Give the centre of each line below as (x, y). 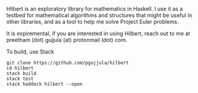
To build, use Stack (30, 52)
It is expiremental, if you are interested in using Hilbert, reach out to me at (98, 33)
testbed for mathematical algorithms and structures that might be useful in (99, 15)
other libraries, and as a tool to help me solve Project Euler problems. (93, 22)
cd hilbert (20, 68)
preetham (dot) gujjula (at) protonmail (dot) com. (67, 40)
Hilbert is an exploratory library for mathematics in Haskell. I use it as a (95, 9)
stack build (21, 74)
